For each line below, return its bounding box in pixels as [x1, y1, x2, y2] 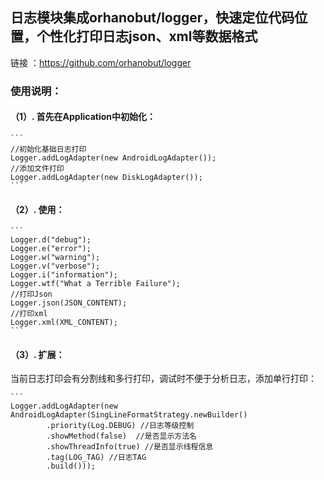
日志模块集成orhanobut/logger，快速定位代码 [10, 9, 295, 27]
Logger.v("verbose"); [10, 261, 101, 272]
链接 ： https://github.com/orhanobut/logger [10, 56, 192, 68]
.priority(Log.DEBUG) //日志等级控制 [46, 421, 195, 431]
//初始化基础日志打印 [10, 144, 87, 154]
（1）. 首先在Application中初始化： [10, 111, 157, 123]
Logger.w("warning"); [10, 253, 101, 263]
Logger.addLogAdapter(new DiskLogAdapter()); [10, 172, 203, 182]
